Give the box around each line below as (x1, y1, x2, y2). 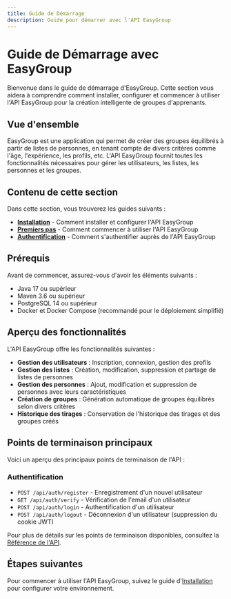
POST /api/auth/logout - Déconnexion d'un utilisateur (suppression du (17, 510, 218, 518)
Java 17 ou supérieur (17, 284, 77, 292)
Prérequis (7, 253, 50, 265)
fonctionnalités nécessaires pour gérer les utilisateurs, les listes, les (7, 159, 199, 167)
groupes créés (17, 417, 59, 425)
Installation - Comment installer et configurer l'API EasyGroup (17, 218, 194, 227)
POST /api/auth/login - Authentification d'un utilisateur (17, 502, 174, 511)
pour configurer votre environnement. (7, 584, 114, 592)
